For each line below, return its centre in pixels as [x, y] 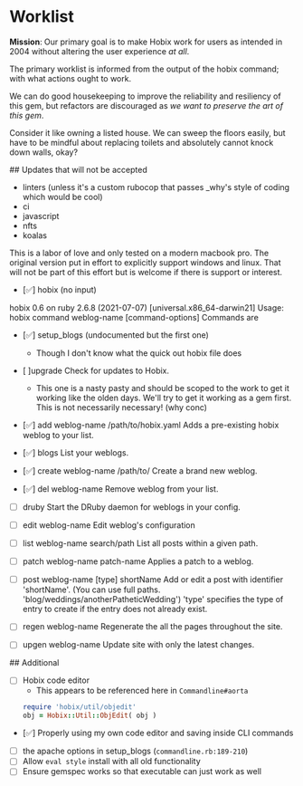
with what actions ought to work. [71, 78]
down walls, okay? [44, 152]
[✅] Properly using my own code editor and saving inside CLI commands [158, 733]
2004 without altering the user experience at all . [99, 51]
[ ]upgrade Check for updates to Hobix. [96, 370]
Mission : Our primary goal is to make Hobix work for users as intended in [146, 42]
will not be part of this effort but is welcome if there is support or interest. [146, 272]
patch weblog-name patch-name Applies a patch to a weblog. [138, 561]
